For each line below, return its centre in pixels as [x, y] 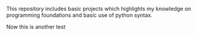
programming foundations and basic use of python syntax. [79, 15]
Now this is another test [36, 27]
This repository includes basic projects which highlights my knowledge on [99, 9]
